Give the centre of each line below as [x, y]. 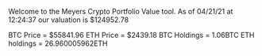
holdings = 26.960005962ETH [58, 43]
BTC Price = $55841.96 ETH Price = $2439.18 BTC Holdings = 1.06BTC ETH [131, 35]
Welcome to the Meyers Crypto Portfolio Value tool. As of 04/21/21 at [121, 11]
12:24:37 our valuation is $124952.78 [69, 20]
